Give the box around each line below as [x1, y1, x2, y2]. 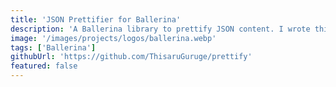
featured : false [10, 61, 78, 71]
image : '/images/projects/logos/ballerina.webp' [10, 33, 217, 43]
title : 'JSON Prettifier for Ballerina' [10, 14, 182, 25]
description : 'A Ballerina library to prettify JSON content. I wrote [10, 24, 311, 34]
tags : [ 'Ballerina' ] [10, 42, 97, 53]
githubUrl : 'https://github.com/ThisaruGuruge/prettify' [10, 52, 253, 62]
